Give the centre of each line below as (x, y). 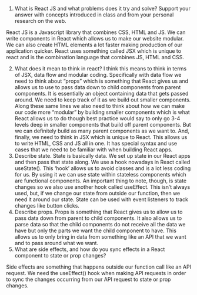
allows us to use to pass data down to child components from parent (98, 87)
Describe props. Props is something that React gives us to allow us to (98, 212)
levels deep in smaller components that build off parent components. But (103, 125)
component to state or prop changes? (60, 255)
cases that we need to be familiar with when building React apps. (94, 150)
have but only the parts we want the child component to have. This (95, 230)
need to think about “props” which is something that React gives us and (101, 81)
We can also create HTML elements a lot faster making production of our (94, 45)
